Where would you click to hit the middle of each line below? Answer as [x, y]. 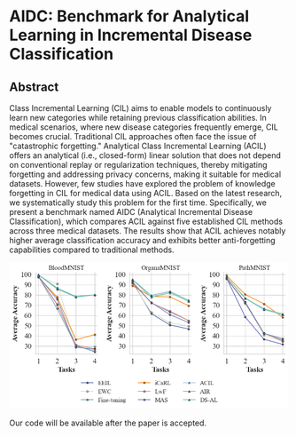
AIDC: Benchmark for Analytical [129, 16]
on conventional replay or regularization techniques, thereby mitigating [138, 165]
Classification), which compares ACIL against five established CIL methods [146, 221]
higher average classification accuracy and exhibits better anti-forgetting [143, 240]
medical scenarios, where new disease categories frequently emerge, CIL [144, 127]
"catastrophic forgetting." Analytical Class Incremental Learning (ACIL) [138, 146]
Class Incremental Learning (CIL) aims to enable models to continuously [140, 108]
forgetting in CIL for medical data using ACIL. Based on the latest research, [146, 193]
